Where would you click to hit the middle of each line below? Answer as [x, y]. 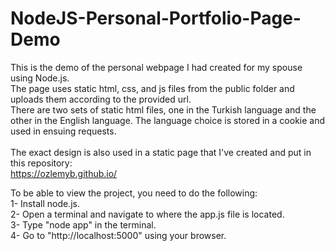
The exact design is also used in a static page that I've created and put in [161, 152]
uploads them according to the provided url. [101, 99]
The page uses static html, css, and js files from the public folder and [152, 88]
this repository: [41, 163]
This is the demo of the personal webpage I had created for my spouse [156, 67]
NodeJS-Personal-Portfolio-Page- [156, 18]
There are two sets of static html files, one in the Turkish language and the [163, 109]
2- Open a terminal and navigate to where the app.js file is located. [147, 214]
